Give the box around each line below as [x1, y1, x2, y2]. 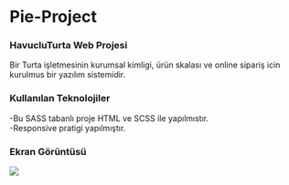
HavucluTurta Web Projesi [9, 39, 128, 52]
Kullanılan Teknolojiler [9, 92, 111, 105]
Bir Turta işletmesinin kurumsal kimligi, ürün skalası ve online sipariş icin [9, 59, 281, 70]
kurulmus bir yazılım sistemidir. [9, 69, 126, 80]
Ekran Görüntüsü [9, 145, 87, 158]
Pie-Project [9, 6, 98, 27]
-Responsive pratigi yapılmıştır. [9, 122, 126, 133]
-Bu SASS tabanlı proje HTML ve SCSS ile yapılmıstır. [9, 112, 209, 124]
